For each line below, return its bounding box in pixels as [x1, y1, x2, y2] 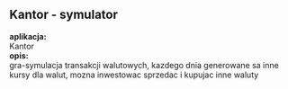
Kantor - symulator [9, 7, 119, 22]
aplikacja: [9, 31, 47, 41]
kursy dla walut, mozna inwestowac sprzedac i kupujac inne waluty [9, 69, 259, 80]
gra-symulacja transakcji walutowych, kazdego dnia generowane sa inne [9, 59, 279, 70]
